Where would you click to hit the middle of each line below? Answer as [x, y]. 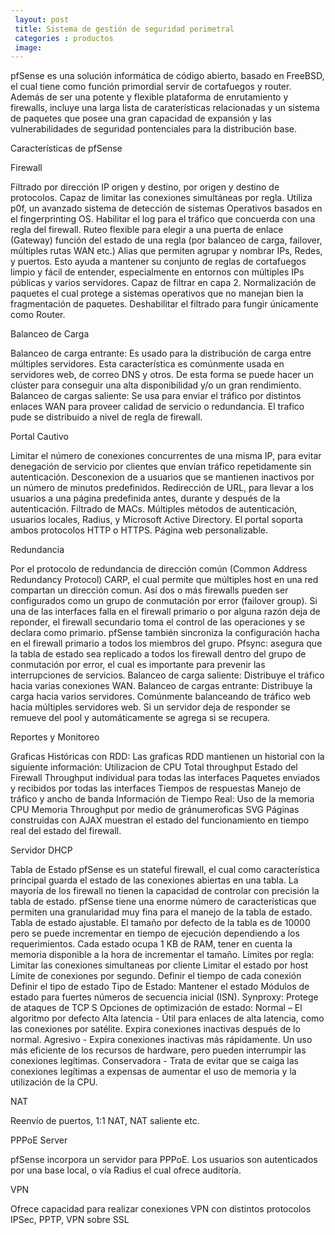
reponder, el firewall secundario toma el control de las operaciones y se [158, 622]
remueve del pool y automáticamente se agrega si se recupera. [140, 718]
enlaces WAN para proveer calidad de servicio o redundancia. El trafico [157, 407]
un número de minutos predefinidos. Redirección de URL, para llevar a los [162, 488]
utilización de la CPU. [54, 1082]
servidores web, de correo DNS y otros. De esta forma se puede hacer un [162, 375]
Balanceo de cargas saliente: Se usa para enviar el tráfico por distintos [156, 396]
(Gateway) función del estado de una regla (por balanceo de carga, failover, [166, 240]
